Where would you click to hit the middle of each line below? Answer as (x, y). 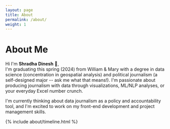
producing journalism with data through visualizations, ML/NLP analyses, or (85, 85)
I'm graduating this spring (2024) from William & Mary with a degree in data (85, 69)
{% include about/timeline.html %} (42, 122)
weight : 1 (16, 24)
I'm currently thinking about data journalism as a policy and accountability (83, 101)
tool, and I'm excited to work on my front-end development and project (80, 106)
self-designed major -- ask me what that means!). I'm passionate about (80, 80)
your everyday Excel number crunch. (44, 91)
